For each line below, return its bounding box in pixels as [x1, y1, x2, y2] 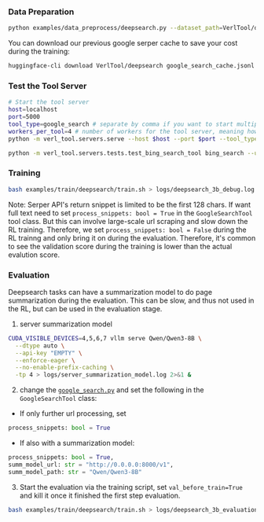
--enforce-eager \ [15, 356, 76, 364]
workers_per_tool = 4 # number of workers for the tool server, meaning [8, 127, 244, 135]
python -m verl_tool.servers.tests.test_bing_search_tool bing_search [8, 149, 244, 157]
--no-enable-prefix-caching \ [15, 364, 114, 372]
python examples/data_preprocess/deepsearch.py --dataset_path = [8, 24, 223, 32]
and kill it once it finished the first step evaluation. [19, 491, 181, 500]
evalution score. [8, 250, 60, 259]
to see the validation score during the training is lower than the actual [8, 241, 233, 251]
